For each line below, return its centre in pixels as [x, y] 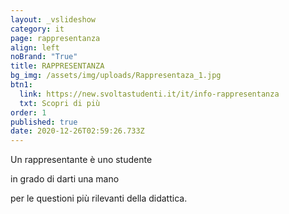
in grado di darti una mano [65, 179]
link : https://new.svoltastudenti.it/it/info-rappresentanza [149, 94]
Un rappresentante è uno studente [81, 160]
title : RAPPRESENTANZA [57, 66]
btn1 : [21, 85]
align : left [35, 47]
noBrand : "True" [44, 57]
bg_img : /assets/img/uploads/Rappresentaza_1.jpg [116, 76]
